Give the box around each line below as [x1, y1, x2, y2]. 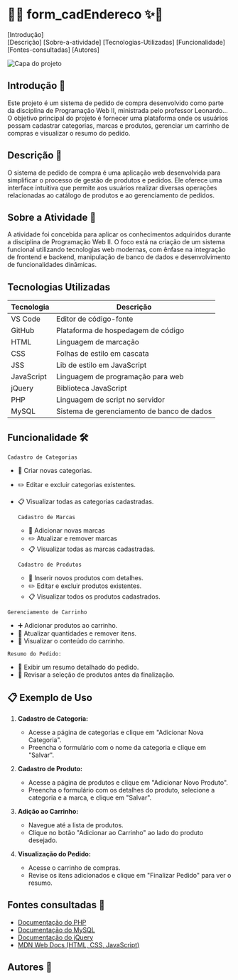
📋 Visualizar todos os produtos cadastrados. [28, 592, 161, 601]
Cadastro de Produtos [17, 561, 82, 568]
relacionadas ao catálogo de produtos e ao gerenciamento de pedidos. [7, 191, 215, 200]
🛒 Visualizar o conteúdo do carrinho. [17, 637, 126, 645]
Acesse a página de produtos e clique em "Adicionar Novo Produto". [28, 778, 229, 787]
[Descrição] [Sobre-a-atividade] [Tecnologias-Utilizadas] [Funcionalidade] [7, 38, 226, 46]
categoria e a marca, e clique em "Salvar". [28, 793, 152, 802]
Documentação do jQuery [17, 933, 94, 942]
